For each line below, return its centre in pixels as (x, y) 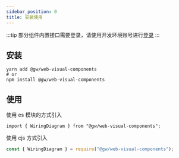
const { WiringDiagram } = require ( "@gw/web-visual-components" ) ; (90, 149)
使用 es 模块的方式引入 (34, 115)
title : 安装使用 (24, 17)
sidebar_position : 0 (32, 12)
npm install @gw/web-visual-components (56, 80)
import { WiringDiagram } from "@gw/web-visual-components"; (84, 126)
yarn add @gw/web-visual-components (51, 69)
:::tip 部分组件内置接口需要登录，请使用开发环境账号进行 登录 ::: (83, 35)
